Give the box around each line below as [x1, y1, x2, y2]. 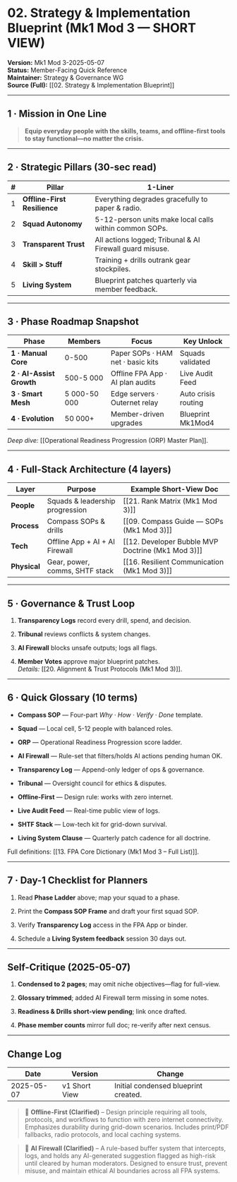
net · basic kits [110, 357, 159, 367]
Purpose [66, 484, 97, 494]
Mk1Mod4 [179, 418, 214, 428]
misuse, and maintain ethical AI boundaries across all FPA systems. [24, 1166, 220, 1175]
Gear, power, [47, 557, 90, 567]
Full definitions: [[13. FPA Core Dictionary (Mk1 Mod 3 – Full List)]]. [7, 847, 200, 856]
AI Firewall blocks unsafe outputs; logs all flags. [17, 644, 157, 652]
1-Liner [147, 182, 174, 192]
